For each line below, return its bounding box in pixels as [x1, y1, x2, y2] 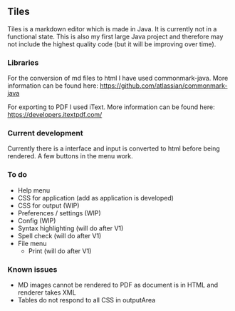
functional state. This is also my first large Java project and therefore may [7, 32, 224, 41]
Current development [7, 128, 83, 138]
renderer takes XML [17, 288, 76, 297]
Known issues [7, 264, 58, 274]
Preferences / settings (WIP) [17, 208, 101, 217]
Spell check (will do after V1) [17, 231, 102, 240]
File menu [17, 239, 47, 248]
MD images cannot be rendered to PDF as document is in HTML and [17, 281, 219, 289]
